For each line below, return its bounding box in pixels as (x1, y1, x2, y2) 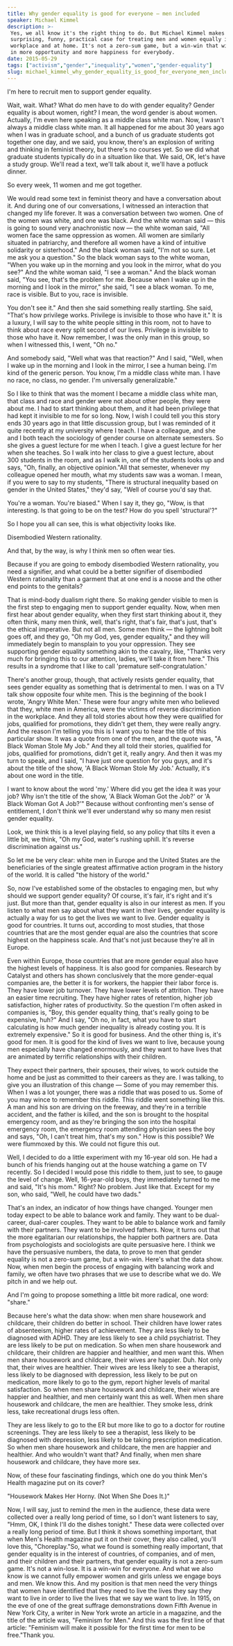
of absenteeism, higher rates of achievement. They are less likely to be (7, 1326, 209, 1334)
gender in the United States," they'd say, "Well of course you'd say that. (7, 485, 212, 494)
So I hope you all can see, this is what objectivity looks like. (7, 519, 177, 528)
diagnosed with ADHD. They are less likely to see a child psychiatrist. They (7, 1334, 221, 1342)
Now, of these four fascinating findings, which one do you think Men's (7, 1471, 208, 1479)
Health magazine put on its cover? (7, 1478, 105, 1486)
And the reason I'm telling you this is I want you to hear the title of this (7, 727, 207, 735)
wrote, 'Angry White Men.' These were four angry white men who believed (7, 697, 220, 705)
